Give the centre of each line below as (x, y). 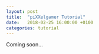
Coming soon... (24, 45)
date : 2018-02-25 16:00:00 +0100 (50, 22)
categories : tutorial (33, 28)
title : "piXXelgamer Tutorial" (46, 17)
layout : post (22, 11)
